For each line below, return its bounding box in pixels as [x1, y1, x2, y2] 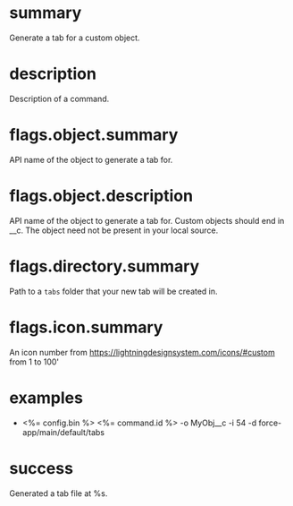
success [9, 458, 74, 478]
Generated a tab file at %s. [9, 487, 108, 499]
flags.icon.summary [9, 317, 163, 338]
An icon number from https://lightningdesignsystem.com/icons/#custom [9, 347, 275, 357]
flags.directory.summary [9, 256, 200, 276]
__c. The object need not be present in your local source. [9, 225, 219, 236]
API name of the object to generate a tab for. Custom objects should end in [9, 215, 285, 226]
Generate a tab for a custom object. [9, 32, 140, 43]
